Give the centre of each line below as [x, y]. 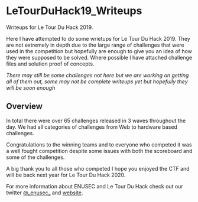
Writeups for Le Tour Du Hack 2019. [50, 27]
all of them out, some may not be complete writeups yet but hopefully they [97, 82]
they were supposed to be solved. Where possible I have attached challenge [99, 57]
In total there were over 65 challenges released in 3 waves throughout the [96, 120]
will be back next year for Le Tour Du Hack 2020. [66, 175]
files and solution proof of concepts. [50, 64]
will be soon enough [31, 87]
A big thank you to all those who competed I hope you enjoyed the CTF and [98, 168]
